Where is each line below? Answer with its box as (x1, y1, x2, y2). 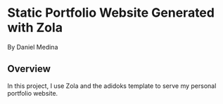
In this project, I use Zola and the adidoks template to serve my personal (7, 82, 217, 90)
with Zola (7, 20, 63, 36)
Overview (7, 63, 51, 75)
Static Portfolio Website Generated (7, 5, 215, 21)
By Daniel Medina (7, 43, 58, 51)
